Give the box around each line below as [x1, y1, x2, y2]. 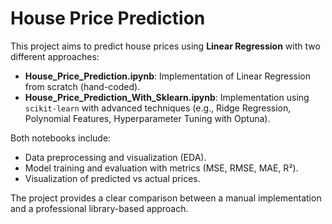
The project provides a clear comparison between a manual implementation [10, 192, 322, 204]
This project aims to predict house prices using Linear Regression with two [10, 40, 321, 52]
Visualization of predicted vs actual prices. [24, 172, 201, 184]
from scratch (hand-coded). [24, 80, 141, 92]
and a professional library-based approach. [10, 202, 189, 214]
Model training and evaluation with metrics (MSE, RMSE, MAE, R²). [24, 162, 299, 174]
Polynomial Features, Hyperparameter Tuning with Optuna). [24, 112, 271, 124]
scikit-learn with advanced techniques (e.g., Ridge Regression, [24, 102, 292, 114]
